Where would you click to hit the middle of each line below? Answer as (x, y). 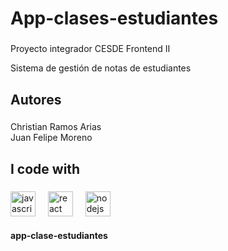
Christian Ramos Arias (56, 127)
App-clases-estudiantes (114, 18)
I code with (45, 168)
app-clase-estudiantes (59, 236)
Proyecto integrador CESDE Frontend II (90, 49)
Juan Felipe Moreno (51, 138)
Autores (36, 99)
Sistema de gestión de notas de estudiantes (101, 68)
